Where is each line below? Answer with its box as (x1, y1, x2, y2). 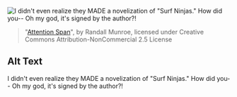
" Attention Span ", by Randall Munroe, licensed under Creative (24, 28, 204, 36)
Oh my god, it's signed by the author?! (11, 82, 124, 90)
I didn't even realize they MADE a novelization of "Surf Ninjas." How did (7, 74, 216, 82)
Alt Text (7, 56, 42, 67)
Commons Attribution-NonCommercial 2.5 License (24, 35, 173, 44)
